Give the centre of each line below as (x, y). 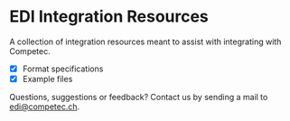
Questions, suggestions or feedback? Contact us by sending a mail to (139, 98)
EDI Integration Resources (109, 17)
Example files (47, 79)
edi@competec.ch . (44, 107)
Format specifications (63, 69)
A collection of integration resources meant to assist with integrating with (145, 42)
